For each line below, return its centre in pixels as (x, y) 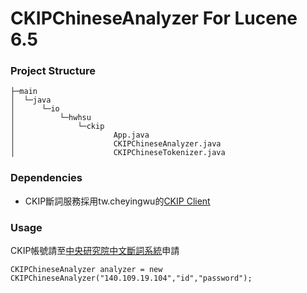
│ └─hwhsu (51, 118)
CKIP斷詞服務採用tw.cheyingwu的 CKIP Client (117, 201)
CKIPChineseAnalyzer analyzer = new (86, 270)
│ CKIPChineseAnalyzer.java (116, 144)
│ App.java (80, 135)
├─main (24, 92)
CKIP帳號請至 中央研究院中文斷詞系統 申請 (95, 251)
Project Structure (53, 71)
